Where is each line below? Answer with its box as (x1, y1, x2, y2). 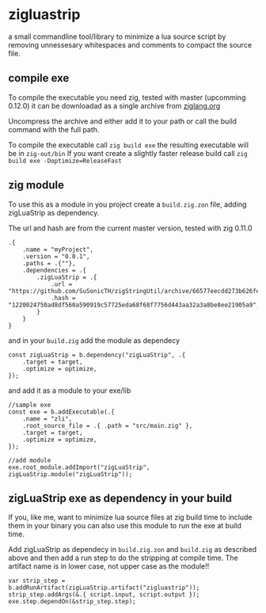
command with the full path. (8, 124, 100, 134)
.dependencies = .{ (22, 266, 87, 274)
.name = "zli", (22, 414, 73, 423)
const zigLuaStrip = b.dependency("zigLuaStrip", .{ (8, 351, 186, 359)
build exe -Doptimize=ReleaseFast (8, 157, 123, 165)
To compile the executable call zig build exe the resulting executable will (8, 140, 249, 150)
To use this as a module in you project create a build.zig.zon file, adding (8, 200, 247, 209)
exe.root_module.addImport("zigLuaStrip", (8, 463, 150, 471)
